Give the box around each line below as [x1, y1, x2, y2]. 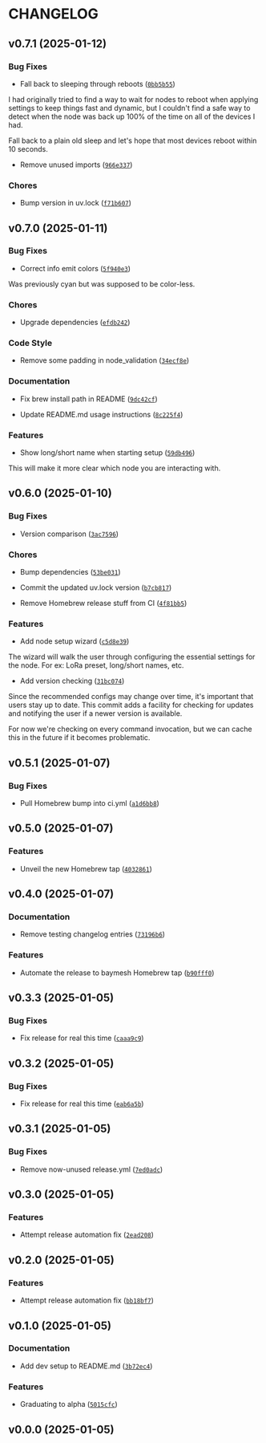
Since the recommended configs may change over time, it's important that [8, 692, 254, 701]
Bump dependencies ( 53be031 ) [19, 567, 121, 577]
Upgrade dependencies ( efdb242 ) [19, 318, 131, 327]
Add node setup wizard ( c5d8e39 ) [19, 636, 130, 646]
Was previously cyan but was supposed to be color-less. [8, 278, 195, 289]
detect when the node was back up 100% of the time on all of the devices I [8, 112, 256, 121]
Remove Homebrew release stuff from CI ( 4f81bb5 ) [19, 599, 187, 608]
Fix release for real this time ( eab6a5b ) [19, 1099, 144, 1108]
